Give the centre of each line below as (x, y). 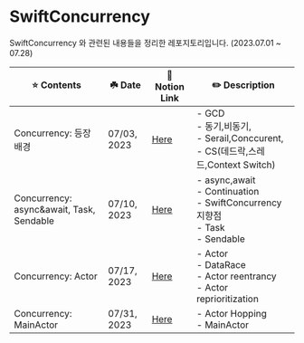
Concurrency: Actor (56, 276)
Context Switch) (241, 165)
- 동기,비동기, (223, 126)
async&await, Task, (55, 209)
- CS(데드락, (222, 151)
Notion (170, 86)
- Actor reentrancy (236, 276)
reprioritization (228, 299)
